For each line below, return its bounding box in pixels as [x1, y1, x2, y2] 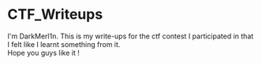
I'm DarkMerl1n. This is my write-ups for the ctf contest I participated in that [7, 31, 254, 41]
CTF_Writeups [7, 5, 103, 23]
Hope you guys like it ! [7, 48, 80, 57]
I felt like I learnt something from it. [7, 39, 121, 49]
